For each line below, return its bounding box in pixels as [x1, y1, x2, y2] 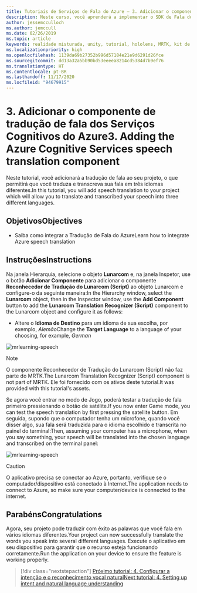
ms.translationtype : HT [6, 63, 64, 69]
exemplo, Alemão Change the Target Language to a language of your [14, 325, 182, 332]
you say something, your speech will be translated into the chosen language [6, 433, 191, 440]
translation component [6, 155, 120, 168]
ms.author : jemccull [6, 25, 57, 31]
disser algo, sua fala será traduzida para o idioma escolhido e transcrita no [6, 421, 186, 428]
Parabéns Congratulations [6, 509, 103, 520]
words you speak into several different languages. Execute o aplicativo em [6, 538, 186, 545]
